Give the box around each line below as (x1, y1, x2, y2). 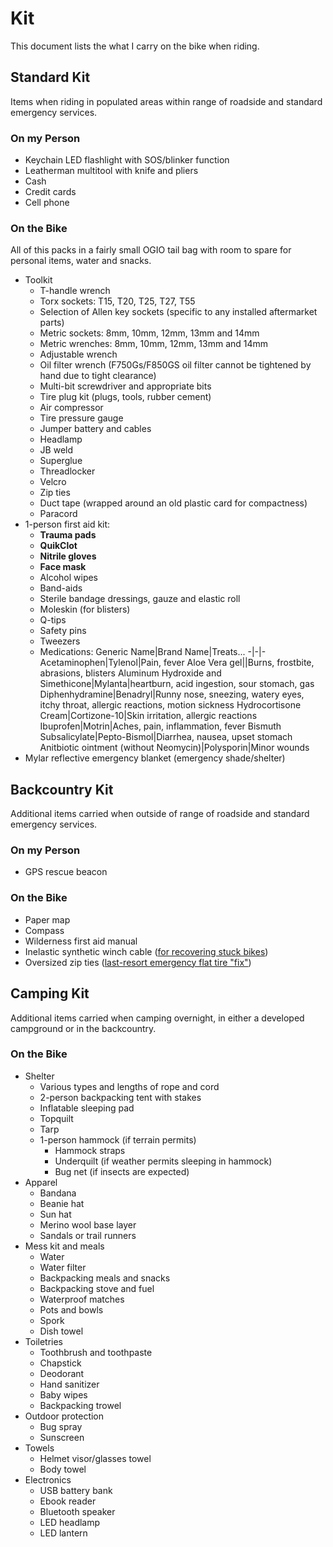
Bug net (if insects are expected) (54, 1165, 190, 1177)
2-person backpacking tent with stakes (39, 1091, 202, 1103)
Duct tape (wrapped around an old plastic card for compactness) (39, 497, 308, 509)
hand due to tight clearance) (39, 370, 157, 382)
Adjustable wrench (39, 348, 118, 361)
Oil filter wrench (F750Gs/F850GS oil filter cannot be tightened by (39, 359, 312, 371)
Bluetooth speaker (39, 1505, 116, 1517)
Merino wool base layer (39, 1218, 137, 1231)
